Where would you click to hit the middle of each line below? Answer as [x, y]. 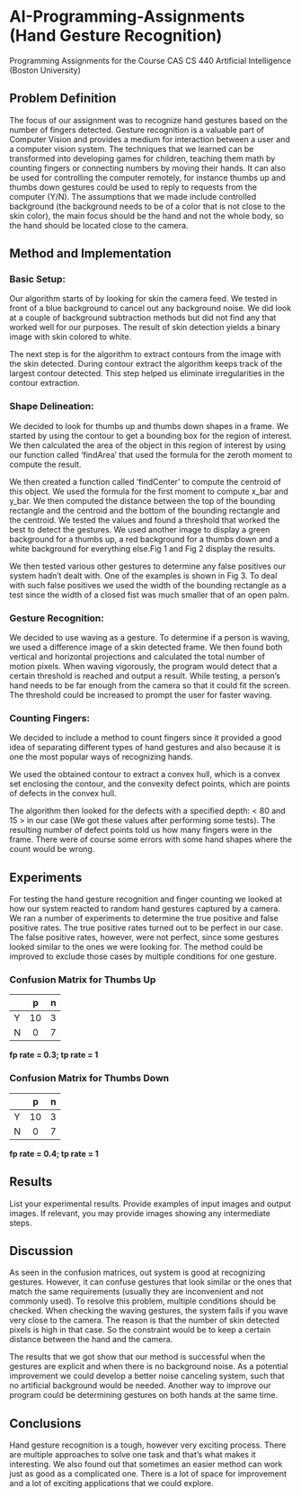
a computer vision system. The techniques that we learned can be [132, 148]
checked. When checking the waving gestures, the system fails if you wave [149, 1311]
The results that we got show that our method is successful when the [137, 1357]
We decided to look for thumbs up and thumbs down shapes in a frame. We [149, 426]
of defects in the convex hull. [63, 793]
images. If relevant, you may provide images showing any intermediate [140, 1213]
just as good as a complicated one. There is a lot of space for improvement [148, 1474]
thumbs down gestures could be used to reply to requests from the [133, 187]
